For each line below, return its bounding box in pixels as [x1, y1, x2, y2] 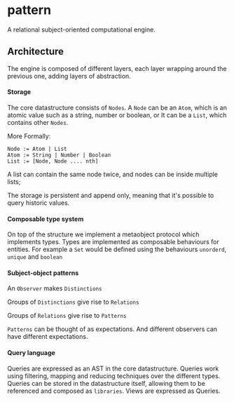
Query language [7, 348, 56, 356]
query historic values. [7, 199, 70, 207]
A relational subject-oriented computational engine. [7, 25, 156, 34]
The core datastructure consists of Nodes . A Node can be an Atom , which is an [7, 103, 228, 112]
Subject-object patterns [7, 269, 79, 277]
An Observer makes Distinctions [7, 284, 102, 293]
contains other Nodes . [7, 118, 69, 126]
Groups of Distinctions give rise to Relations [7, 297, 139, 307]
